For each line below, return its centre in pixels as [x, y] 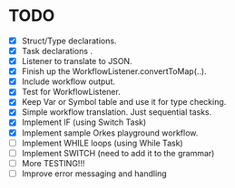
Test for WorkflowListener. [71, 92]
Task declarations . [57, 51]
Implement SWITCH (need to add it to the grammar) [118, 153]
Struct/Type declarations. [69, 41]
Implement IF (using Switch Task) [84, 122]
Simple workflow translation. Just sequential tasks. [117, 112]
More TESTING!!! [53, 163]
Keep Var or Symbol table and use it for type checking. [124, 102]
